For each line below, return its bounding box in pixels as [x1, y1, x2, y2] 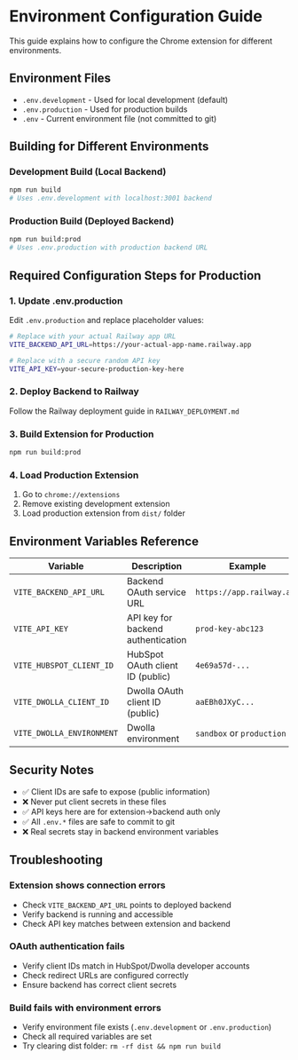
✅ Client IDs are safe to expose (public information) [21, 786, 211, 796]
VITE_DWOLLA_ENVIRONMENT [13, 728, 119, 738]
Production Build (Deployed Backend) [9, 215, 175, 227]
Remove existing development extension [21, 499, 170, 510]
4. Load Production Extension [9, 469, 139, 481]
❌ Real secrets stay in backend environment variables [21, 826, 219, 836]
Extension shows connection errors [9, 879, 166, 891]
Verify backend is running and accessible [21, 908, 174, 920]
